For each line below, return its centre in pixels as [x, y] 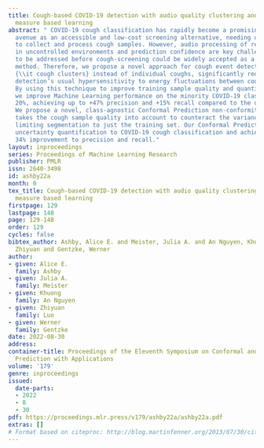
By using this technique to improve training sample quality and [125, 88]
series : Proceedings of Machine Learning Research [93, 154]
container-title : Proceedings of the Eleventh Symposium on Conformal [126, 352]
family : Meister [42, 286]
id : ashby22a [29, 176]
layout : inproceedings [45, 147]
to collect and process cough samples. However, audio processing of [131, 45]
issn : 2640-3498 [35, 169]
